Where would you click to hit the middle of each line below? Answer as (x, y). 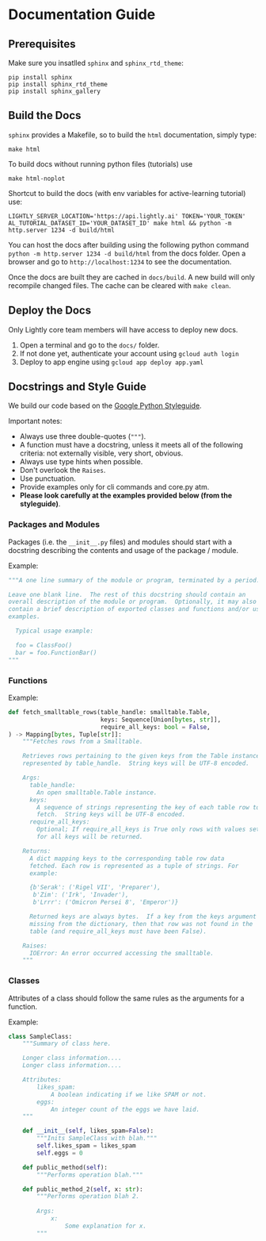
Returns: (37, 851)
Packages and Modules (54, 524)
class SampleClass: (40, 1036)
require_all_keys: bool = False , (156, 727)
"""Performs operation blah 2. (88, 1197)
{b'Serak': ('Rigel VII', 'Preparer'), (95, 888)
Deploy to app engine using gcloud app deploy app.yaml (112, 362)
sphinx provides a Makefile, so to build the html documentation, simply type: (133, 134)
